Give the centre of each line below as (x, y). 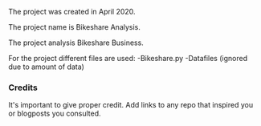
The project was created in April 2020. (72, 12)
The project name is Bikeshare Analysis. (74, 27)
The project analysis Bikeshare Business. (76, 43)
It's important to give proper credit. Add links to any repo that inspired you (131, 105)
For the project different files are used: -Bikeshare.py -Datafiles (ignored (128, 58)
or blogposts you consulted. (55, 114)
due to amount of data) (46, 67)
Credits (23, 87)
